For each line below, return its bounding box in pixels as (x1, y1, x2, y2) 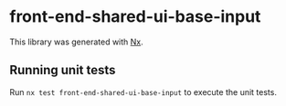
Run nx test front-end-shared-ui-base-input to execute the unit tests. (9, 86, 277, 97)
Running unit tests (9, 63, 116, 78)
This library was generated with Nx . (9, 36, 143, 47)
